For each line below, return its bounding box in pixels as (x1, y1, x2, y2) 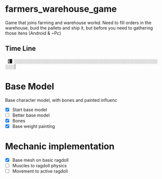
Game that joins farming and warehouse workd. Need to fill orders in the (5, 20, 152, 26)
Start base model (12, 107, 48, 113)
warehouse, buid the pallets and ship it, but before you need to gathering (5, 25, 153, 30)
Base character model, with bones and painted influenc (5, 97, 117, 103)
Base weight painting (12, 123, 55, 129)
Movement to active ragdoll (12, 168, 68, 174)
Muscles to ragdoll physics (12, 162, 67, 168)
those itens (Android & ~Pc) (5, 30, 62, 36)
